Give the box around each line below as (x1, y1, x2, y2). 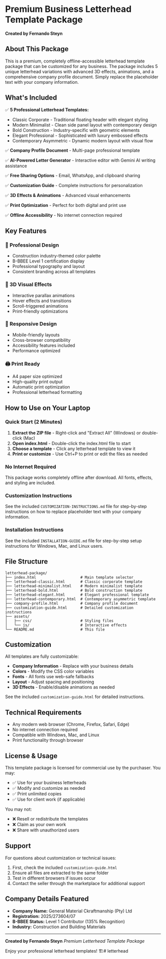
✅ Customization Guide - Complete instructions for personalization (5, 182, 143, 188)
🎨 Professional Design (5, 242, 59, 249)
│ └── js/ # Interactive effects (5, 623, 127, 628)
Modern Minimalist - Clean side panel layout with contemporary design (12, 122, 157, 128)
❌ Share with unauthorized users (12, 827, 80, 833)
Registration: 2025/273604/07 (12, 913, 76, 919)
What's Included (5, 93, 57, 102)
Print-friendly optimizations (12, 308, 68, 314)
